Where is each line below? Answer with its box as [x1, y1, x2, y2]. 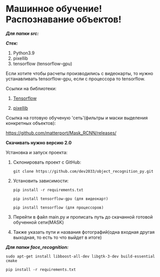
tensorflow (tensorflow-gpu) [13, 60, 73, 66]
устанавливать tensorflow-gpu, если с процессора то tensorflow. [6, 76, 145, 82]
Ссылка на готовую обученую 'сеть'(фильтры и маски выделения [6, 114, 148, 121]
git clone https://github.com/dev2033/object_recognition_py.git [13, 169, 153, 174]
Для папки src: [6, 30, 39, 36]
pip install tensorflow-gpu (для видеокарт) [13, 196, 109, 201]
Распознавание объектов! [6, 14, 122, 25]
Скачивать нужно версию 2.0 [6, 140, 72, 146]
